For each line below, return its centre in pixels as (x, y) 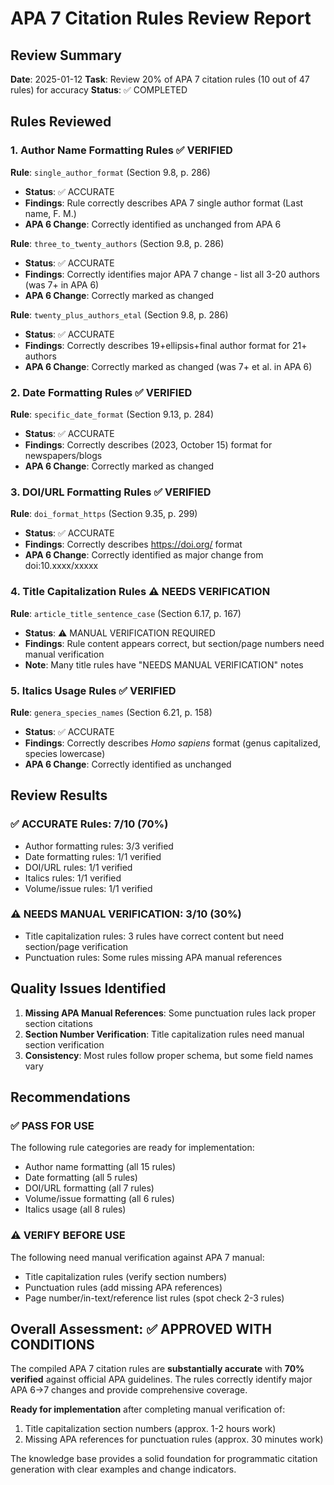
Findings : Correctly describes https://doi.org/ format (133, 544)
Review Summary (66, 55)
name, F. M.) (50, 213)
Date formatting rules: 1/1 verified (93, 856)
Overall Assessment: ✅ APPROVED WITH (141, 1329)
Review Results (59, 795)
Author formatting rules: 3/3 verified (99, 846)
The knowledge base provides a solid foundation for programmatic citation (164, 1459)
